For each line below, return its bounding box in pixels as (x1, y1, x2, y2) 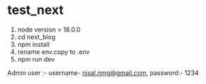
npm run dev (17, 55, 55, 63)
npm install (17, 40, 50, 48)
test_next (7, 2, 64, 18)
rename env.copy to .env (17, 48, 90, 56)
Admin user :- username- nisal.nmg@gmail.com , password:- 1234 (7, 69, 199, 77)
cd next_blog (17, 32, 56, 41)
